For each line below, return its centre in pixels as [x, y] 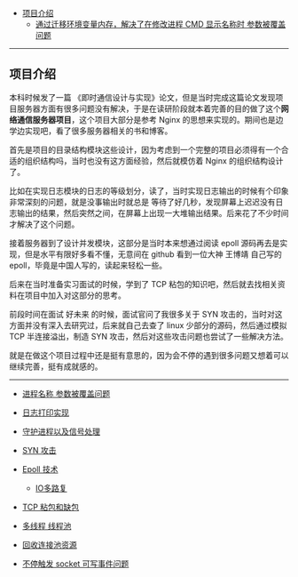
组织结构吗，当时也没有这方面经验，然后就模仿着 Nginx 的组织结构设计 [154, 160]
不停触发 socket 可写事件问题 [75, 564]
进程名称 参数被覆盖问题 [66, 393]
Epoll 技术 [40, 469]
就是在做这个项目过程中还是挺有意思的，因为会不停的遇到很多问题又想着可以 [149, 355]
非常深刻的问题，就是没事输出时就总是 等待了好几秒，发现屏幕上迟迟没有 [142, 202]
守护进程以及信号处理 [61, 431]
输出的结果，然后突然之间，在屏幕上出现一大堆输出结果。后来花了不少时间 [153, 212]
